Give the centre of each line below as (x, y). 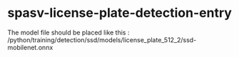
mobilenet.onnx (30, 47)
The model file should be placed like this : (68, 32)
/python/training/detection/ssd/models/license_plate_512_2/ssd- (102, 39)
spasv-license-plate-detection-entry (119, 13)
